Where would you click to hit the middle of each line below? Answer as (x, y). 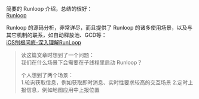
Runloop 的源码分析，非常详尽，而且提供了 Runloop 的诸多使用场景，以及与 (99, 28)
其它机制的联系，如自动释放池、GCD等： (56, 35)
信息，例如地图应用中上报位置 (63, 90)
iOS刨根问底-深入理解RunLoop (44, 42)
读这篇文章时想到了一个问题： (57, 55)
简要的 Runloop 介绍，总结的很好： (49, 9)
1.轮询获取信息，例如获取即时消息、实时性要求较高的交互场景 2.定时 (104, 82)
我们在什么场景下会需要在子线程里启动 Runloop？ (82, 62)
